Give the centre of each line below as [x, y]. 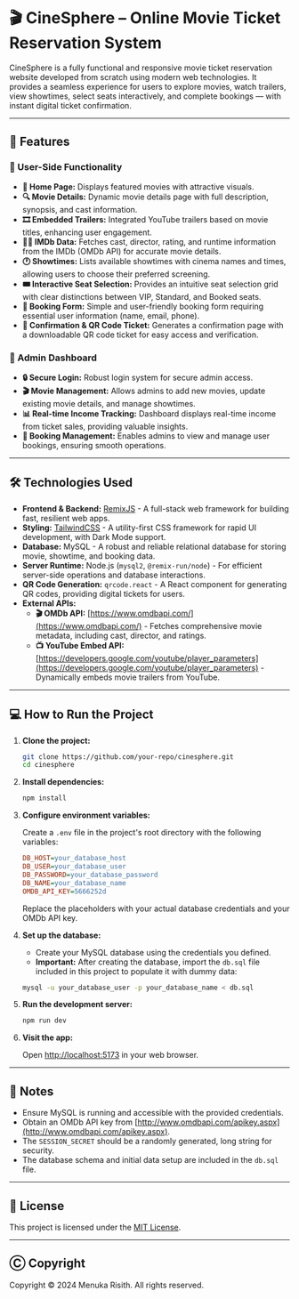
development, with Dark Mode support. [94, 537]
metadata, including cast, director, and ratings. [121, 635]
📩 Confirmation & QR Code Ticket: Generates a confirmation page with [153, 325]
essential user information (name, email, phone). [111, 315]
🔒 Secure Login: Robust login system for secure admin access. [137, 377]
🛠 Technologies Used [71, 483]
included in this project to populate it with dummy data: [136, 971]
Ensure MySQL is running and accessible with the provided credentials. [153, 1113]
